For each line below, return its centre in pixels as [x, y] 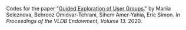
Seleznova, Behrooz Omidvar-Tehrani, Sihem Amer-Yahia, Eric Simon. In [93, 15]
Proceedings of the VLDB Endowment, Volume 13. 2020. [74, 21]
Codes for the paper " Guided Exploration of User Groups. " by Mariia [89, 9]
